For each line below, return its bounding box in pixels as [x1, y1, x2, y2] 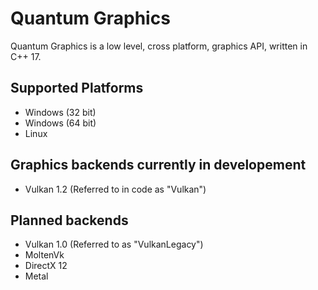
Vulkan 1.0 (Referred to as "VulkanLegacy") [24, 238, 204, 251]
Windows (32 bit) [24, 106, 97, 118]
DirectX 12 [24, 260, 68, 272]
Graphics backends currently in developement [10, 157, 307, 174]
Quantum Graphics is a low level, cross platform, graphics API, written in [10, 40, 308, 52]
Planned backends [10, 212, 129, 229]
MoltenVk [24, 249, 65, 261]
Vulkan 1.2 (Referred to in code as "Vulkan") [24, 183, 207, 195]
